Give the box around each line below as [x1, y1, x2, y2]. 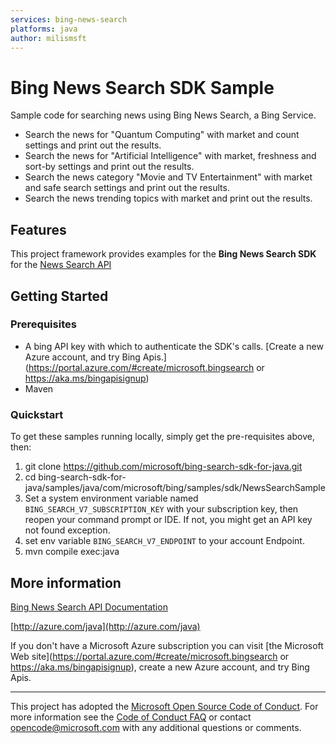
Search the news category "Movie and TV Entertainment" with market [24, 171, 313, 183]
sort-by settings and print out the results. [24, 161, 195, 173]
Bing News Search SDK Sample [10, 76, 275, 99]
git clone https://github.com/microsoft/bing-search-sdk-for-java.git [24, 461, 303, 473]
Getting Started [10, 287, 109, 305]
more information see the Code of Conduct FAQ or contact [10, 711, 252, 723]
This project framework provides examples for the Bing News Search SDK [10, 248, 317, 260]
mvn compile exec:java [24, 546, 120, 558]
